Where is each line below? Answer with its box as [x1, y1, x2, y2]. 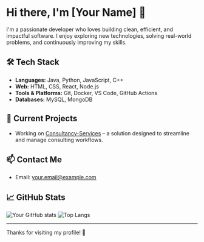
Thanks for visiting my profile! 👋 [6, 229, 86, 237]
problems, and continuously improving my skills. [6, 38, 127, 46]
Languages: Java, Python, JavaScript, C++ [15, 76, 124, 84]
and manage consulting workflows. [15, 136, 103, 143]
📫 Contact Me [6, 154, 63, 165]
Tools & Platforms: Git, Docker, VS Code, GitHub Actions [15, 89, 158, 96]
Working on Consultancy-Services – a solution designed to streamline [15, 129, 190, 137]
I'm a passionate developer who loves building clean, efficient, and [6, 26, 174, 33]
